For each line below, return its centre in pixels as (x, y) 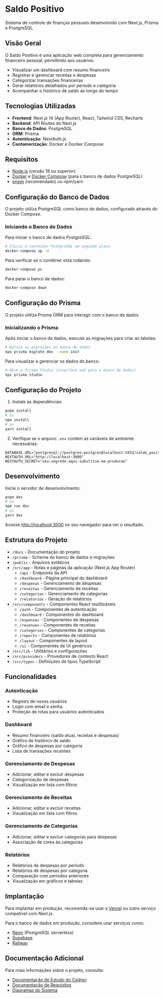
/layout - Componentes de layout (53, 640)
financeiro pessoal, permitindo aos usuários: (50, 60)
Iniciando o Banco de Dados (39, 227)
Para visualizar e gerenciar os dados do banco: (52, 361)
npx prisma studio (24, 375)
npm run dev (17, 506)
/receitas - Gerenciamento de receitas (59, 588)
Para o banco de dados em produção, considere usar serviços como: (75, 923)
